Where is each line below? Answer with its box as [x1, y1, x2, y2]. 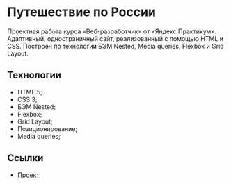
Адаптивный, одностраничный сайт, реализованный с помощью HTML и [7, 34, 224, 42]
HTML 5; [17, 87, 43, 96]
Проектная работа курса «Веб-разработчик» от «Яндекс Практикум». [7, 27, 217, 35]
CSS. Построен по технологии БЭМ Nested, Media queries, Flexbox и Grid [7, 42, 224, 50]
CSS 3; [17, 95, 38, 103]
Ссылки [7, 152, 44, 164]
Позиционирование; [17, 124, 78, 133]
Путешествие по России [7, 4, 157, 20]
